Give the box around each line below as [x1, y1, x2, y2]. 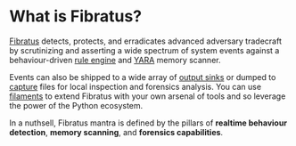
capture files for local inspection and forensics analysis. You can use [9, 81, 261, 92]
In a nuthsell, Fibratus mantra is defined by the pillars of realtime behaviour [9, 118, 288, 128]
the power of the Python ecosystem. [9, 100, 144, 110]
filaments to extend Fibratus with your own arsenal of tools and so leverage [9, 91, 286, 101]
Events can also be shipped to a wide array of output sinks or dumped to [9, 71, 276, 82]
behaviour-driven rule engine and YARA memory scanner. [9, 54, 221, 65]
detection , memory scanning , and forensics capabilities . [9, 126, 224, 137]
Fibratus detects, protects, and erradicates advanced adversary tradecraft [9, 36, 283, 46]
